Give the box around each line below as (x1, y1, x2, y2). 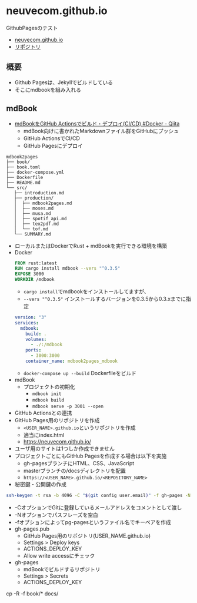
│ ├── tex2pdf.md (14, 221, 59, 227)
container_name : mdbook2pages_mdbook (25, 358, 118, 365)
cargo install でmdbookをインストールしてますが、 (23, 288, 149, 295)
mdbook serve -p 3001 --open (32, 403, 104, 409)
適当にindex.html (23, 431, 65, 438)
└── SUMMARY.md (14, 231, 51, 237)
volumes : (25, 336, 47, 342)
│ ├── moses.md (14, 205, 54, 211)
